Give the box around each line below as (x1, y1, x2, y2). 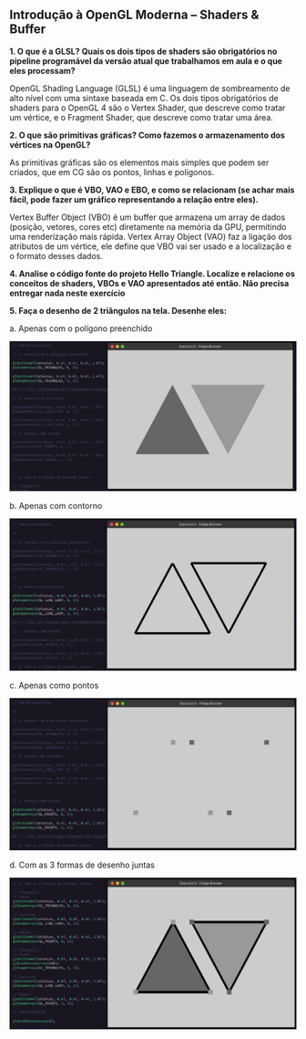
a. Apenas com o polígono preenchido (9, 323, 153, 334)
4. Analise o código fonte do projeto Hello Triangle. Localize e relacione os (9, 268, 296, 279)
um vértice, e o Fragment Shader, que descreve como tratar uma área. (9, 111, 273, 122)
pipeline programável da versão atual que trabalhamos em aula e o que (9, 55, 282, 67)
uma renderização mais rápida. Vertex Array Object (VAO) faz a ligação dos (9, 231, 293, 242)
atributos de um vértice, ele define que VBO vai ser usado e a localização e (9, 241, 292, 252)
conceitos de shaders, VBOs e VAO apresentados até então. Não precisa (9, 277, 290, 288)
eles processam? (9, 65, 76, 76)
